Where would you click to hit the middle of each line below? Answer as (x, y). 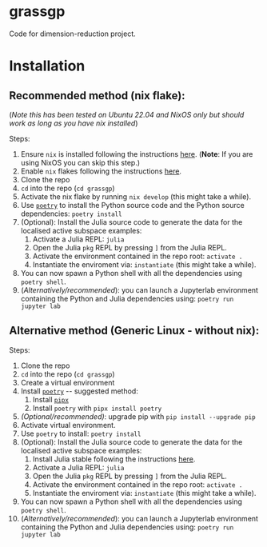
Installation (47, 66)
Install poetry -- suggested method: (79, 391)
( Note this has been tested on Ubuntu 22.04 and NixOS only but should (127, 114)
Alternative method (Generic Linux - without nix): (134, 331)
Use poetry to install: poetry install (81, 433)
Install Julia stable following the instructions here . (114, 459)
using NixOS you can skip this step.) (80, 162)
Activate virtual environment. (68, 425)
